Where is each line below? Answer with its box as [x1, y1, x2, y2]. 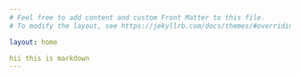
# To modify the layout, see [9, 21, 118, 30]
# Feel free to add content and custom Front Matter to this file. [9, 13, 266, 22]
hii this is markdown [9, 54, 90, 63]
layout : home [9, 38, 58, 46]
